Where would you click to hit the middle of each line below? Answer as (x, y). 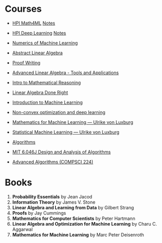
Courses (23, 9)
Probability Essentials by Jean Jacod (52, 196)
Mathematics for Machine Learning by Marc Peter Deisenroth (78, 235)
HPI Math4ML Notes (34, 23)
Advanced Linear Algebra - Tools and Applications (65, 73)
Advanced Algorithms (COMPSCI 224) (53, 162)
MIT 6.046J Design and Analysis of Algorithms (62, 152)
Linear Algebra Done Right (40, 92)
